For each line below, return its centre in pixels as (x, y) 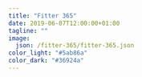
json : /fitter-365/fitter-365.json (75, 46)
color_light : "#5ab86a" (48, 53)
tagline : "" (28, 30)
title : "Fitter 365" (43, 16)
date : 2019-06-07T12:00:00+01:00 (64, 23)
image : (19, 38)
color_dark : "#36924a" (46, 61)
